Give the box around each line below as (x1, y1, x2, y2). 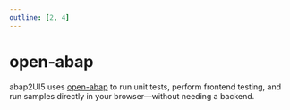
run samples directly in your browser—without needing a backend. (9, 90, 255, 101)
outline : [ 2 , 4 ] (9, 13, 70, 22)
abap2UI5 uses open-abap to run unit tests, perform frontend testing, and (9, 81, 282, 92)
